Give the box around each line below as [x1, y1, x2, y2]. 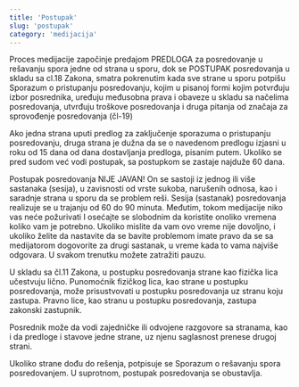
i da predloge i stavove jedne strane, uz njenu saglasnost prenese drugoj [9, 332, 277, 342]
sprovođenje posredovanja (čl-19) [9, 111, 134, 121]
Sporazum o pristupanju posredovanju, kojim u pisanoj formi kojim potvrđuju [9, 82, 290, 94]
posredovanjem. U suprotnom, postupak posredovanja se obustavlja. [9, 367, 263, 379]
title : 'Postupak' [9, 12, 78, 22]
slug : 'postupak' [9, 21, 74, 30]
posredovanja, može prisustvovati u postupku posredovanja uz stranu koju [9, 286, 284, 297]
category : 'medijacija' [9, 29, 98, 38]
